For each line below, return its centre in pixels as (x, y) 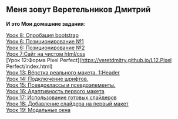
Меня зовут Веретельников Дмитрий (78, 10)
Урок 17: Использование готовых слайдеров (61, 97)
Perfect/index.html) (29, 66)
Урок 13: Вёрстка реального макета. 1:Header (63, 72)
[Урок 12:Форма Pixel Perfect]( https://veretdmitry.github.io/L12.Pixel (89, 60)
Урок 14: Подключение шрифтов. (47, 79)
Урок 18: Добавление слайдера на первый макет (68, 103)
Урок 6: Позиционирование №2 (46, 47)
